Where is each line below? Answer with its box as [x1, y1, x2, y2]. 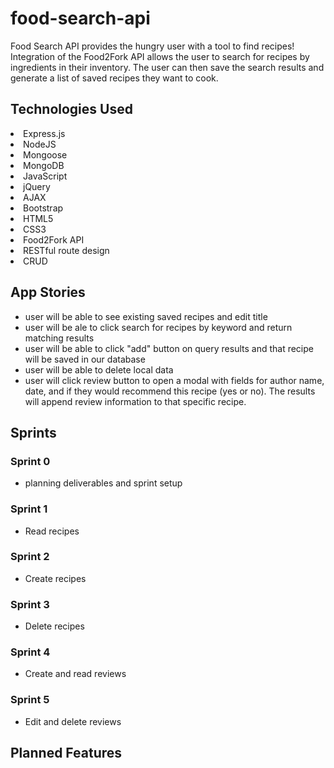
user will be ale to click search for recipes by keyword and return [24, 321, 293, 333]
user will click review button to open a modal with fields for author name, [24, 374, 325, 386]
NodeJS [23, 138, 57, 150]
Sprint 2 [10, 550, 50, 564]
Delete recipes [24, 620, 85, 632]
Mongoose [23, 148, 68, 161]
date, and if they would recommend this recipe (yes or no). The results [24, 385, 316, 397]
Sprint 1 [10, 502, 48, 516]
